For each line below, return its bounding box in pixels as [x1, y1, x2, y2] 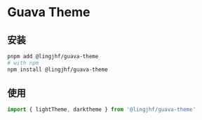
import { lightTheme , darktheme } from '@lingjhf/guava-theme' [7, 106, 196, 113]
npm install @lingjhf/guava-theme [7, 66, 109, 73]
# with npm [7, 59, 39, 67]
